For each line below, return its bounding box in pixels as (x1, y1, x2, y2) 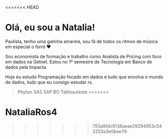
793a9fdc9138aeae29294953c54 (92, 123, 162, 129)
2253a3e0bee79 (92, 128, 127, 134)
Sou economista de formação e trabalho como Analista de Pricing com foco (5, 53, 162, 59)
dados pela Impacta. (5, 64, 48, 70)
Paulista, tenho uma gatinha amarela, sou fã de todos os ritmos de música (5, 38, 158, 44)
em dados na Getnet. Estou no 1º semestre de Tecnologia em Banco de (5, 59, 152, 65)
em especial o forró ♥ (5, 44, 51, 50)
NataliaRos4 (5, 106, 58, 118)
